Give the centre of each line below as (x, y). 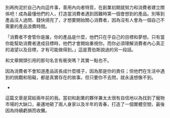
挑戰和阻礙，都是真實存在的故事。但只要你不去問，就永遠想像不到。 (85, 77)
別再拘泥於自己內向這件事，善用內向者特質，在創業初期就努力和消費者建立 (83, 7)
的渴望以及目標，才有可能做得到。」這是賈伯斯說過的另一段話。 (71, 50)
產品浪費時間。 (34, 26)
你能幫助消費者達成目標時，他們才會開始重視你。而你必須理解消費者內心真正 (85, 43)
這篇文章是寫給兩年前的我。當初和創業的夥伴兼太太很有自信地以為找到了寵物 (85, 98)
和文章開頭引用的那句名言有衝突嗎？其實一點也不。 (58, 60)
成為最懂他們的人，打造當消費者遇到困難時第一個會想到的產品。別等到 (92, 14)
